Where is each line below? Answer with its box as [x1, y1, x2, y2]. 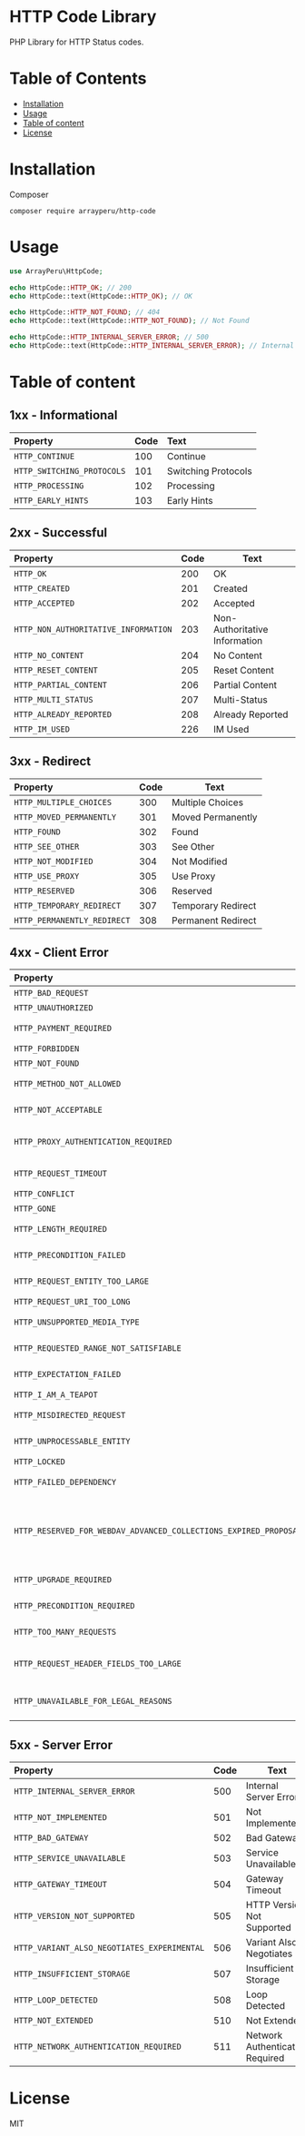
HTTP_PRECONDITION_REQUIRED [14, 1600, 135, 1611]
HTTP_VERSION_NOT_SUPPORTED [14, 1911, 135, 1922]
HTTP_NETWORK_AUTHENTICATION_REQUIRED [14, 2042, 182, 2052]
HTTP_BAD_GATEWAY [14, 1833, 89, 1844]
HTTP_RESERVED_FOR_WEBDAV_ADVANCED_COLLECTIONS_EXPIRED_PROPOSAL [14, 1526, 302, 1536]
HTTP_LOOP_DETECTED [14, 1995, 98, 2005]
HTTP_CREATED [14, 583, 71, 594]
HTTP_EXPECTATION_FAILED [14, 1369, 122, 1380]
